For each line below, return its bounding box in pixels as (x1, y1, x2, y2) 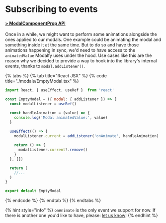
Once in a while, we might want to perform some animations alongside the (5, 31, 158, 37)
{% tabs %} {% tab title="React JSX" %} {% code (5, 73, 107, 79)
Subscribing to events (5, 3, 98, 15)
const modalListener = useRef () (9, 101, 77, 107)
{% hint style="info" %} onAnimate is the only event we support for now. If (5, 207, 156, 213)
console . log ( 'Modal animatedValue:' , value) (14, 115, 108, 120)
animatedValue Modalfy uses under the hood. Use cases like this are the (5, 52, 152, 58)
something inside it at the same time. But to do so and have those (5, 42, 139, 48)
